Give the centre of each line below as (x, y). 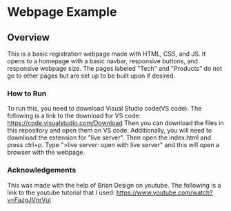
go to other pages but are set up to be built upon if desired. (91, 76)
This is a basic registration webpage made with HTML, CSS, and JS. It (107, 54)
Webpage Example (62, 12)
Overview (29, 37)
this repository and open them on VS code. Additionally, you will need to (110, 131)
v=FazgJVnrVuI (29, 199)
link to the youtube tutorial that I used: (61, 192)
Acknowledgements (42, 170)
